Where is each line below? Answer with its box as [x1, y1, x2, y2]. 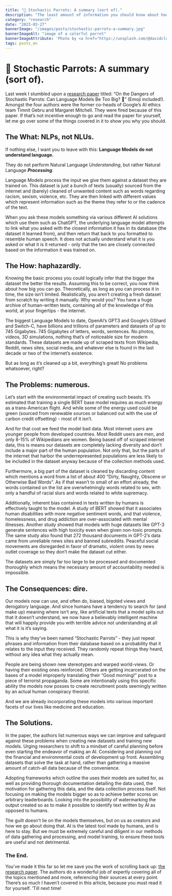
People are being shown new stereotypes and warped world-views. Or [5, 661, 155, 667]
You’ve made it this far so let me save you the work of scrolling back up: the [5, 863, 165, 870]
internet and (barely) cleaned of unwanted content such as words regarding [5, 188, 165, 194]
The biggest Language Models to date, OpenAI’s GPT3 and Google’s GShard [5, 318, 166, 324]
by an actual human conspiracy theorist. [5, 688, 90, 694]
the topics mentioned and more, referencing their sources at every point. [5, 875, 159, 881]
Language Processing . [5, 167, 54, 173]
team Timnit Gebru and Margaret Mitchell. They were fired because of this [5, 107, 162, 113]
